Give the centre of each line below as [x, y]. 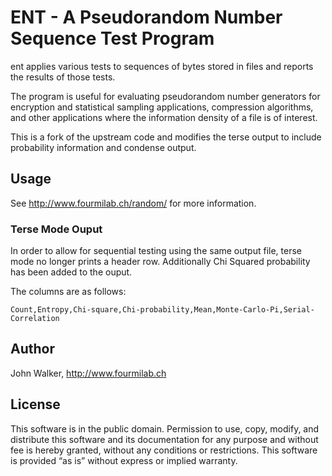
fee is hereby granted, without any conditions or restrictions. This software [164, 450]
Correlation [35, 319]
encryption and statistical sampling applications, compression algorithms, [162, 107]
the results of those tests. [63, 77]
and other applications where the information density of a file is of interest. [164, 117]
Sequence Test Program [112, 38]
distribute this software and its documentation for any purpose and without [164, 439]
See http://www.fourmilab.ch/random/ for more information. [133, 203]
